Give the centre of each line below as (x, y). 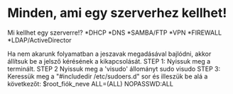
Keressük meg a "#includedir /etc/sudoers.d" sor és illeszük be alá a (108, 76)
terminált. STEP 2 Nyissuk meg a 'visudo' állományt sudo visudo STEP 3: (114, 69)
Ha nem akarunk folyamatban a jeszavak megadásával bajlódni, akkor (109, 54)
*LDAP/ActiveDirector (40, 40)
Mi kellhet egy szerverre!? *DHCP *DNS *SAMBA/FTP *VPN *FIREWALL (115, 33)
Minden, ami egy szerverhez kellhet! (117, 13)
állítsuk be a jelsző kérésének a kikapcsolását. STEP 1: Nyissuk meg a (109, 61)
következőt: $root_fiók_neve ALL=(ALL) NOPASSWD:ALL (91, 83)
